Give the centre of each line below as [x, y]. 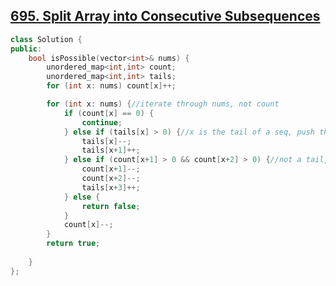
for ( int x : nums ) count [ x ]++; [111, 86]
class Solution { [46, 39]
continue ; [102, 122]
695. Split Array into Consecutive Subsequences [165, 16]
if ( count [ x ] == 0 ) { [109, 113]
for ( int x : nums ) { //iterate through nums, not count [163, 104]
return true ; [73, 244]
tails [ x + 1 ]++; [111, 150]
